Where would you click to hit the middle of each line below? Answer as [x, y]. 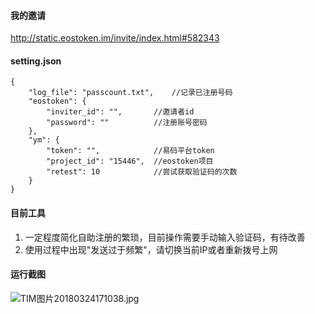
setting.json [36, 61]
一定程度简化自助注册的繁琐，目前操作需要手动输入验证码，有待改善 [165, 237]
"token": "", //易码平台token [130, 151]
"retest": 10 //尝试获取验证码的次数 [142, 172]
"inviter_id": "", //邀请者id [120, 112]
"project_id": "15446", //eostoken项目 [130, 161]
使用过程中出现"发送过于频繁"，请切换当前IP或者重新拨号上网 [151, 249]
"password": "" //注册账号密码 [127, 123]
